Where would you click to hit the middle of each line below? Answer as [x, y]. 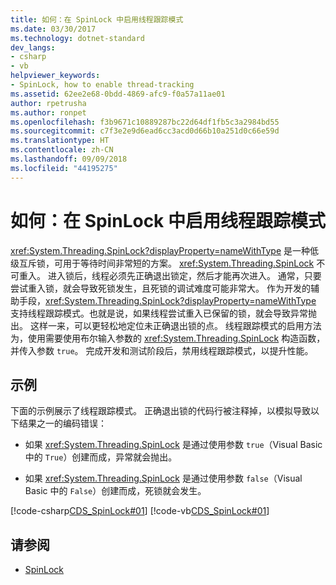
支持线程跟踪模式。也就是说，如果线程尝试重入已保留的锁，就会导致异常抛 [163, 313]
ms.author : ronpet [48, 112]
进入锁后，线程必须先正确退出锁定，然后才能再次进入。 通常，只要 [184, 275]
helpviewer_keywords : [55, 76]
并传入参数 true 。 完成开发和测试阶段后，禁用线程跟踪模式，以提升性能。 [162, 350]
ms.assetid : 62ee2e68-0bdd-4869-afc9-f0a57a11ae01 [118, 94]
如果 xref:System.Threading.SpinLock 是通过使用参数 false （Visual [163, 478]
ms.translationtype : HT [60, 141]
